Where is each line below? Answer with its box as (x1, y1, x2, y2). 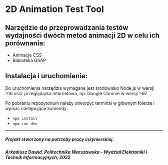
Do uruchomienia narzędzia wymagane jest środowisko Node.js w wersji (5, 85, 154, 91)
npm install (12, 116, 37, 121)
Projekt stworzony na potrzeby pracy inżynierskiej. (5, 136, 114, 143)
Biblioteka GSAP (12, 57, 46, 63)
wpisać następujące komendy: (5, 105, 68, 111)
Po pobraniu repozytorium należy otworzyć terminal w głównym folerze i (5, 100, 155, 106)
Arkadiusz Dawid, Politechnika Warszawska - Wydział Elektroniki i (5, 149, 147, 155)
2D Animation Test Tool (5, 3, 104, 15)
